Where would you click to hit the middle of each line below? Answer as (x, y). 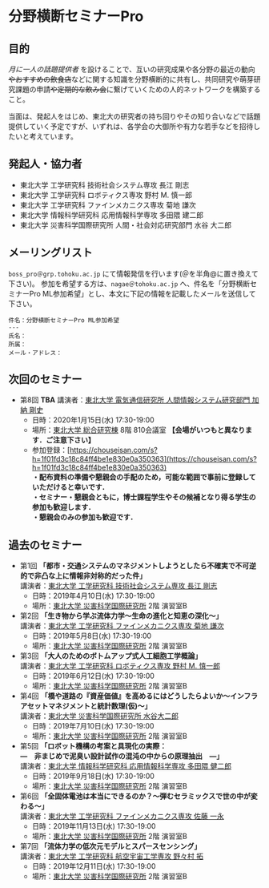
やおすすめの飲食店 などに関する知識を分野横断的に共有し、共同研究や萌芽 (131, 79)
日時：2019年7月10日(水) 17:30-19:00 (93, 726)
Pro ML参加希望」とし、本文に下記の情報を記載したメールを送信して (143, 293)
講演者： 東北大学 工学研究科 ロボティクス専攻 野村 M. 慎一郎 (120, 666)
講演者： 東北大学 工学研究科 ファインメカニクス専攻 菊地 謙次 (122, 626)
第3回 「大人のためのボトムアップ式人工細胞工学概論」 (111, 656)
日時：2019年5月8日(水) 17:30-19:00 (92, 636)
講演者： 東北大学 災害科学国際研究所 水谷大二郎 (99, 716)
